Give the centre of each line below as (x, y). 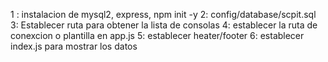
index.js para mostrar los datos (74, 46)
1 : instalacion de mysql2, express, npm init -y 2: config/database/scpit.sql (163, 14)
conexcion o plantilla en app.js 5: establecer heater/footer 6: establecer (157, 35)
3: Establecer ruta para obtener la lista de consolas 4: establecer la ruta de (164, 25)
